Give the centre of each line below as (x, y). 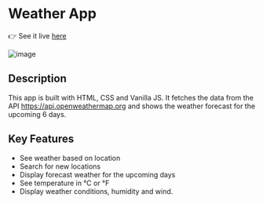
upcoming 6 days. (37, 114)
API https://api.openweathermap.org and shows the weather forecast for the (132, 106)
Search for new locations (60, 166)
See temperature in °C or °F (64, 183)
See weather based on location (70, 158)
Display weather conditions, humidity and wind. (96, 191)
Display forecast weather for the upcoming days (97, 174)
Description (37, 79)
